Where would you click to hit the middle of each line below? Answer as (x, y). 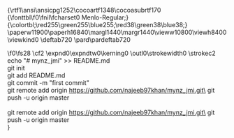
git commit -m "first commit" (48, 83)
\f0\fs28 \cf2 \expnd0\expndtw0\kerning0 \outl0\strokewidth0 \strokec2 (112, 53)
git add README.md (36, 75)
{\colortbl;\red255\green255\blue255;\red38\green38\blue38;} (97, 25)
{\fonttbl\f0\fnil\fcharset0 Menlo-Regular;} (68, 17)
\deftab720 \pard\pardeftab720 (86, 40)
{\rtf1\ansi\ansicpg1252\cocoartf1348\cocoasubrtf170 (84, 10)
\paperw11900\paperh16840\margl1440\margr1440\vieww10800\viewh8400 (117, 32)
